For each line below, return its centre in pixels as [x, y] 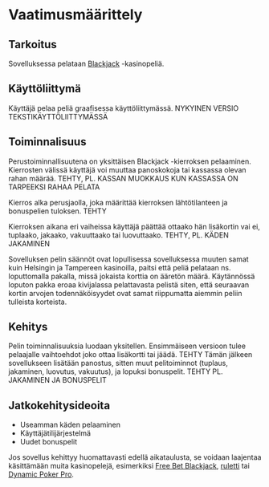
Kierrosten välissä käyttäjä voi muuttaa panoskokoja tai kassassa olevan [127, 169]
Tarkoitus [33, 45]
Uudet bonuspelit [49, 442]
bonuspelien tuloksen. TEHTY [57, 211]
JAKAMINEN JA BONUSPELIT [57, 380]
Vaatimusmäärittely [75, 15]
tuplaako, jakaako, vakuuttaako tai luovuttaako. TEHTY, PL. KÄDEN [118, 235]
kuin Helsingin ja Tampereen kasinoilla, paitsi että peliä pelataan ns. [120, 267]
